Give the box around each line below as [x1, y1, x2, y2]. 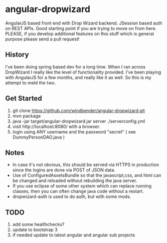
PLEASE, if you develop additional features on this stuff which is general [5, 30, 154, 36]
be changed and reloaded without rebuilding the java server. [12, 177, 137, 183]
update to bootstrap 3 [12, 226, 58, 233]
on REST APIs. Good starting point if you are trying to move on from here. [5, 25, 157, 31]
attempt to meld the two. [5, 79, 56, 85]
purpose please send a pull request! [5, 36, 80, 42]
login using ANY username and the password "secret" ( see [12, 128, 136, 134]
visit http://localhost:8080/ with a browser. [12, 123, 100, 129]
